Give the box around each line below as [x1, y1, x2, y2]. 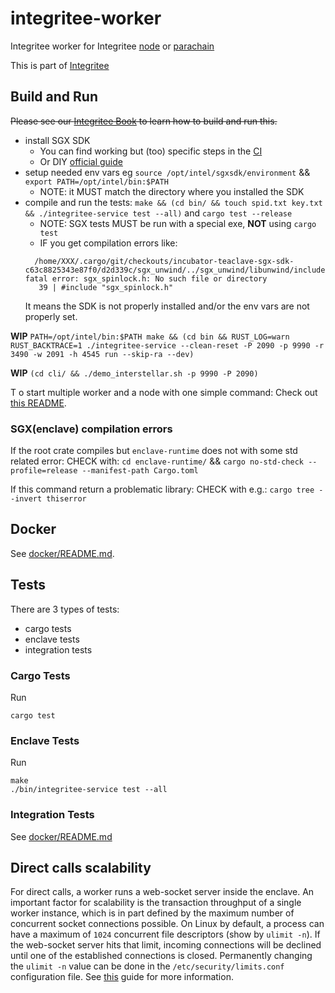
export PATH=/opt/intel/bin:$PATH [24, 177, 169, 187]
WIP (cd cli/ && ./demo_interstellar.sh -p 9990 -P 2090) [10, 367, 259, 379]
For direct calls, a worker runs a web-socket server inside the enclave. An [10, 886, 315, 898]
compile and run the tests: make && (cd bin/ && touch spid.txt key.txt [24, 196, 323, 208]
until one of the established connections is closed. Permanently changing [10, 950, 313, 962]
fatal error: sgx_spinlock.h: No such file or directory [24, 273, 268, 284]
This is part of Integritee [10, 59, 110, 71]
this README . [10, 397, 67, 409]
